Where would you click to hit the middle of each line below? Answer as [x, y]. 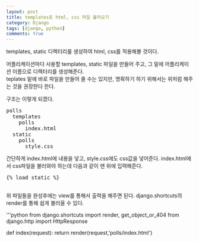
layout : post [22, 12]
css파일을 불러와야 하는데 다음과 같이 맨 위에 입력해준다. [78, 166]
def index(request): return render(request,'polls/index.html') [79, 233]
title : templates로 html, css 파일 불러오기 [58, 17]
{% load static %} [33, 178]
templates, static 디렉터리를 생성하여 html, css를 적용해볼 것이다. [83, 52]
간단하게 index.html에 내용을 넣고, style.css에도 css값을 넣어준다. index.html [97, 159]
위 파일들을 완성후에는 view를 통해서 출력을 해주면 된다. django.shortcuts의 [94, 196]
